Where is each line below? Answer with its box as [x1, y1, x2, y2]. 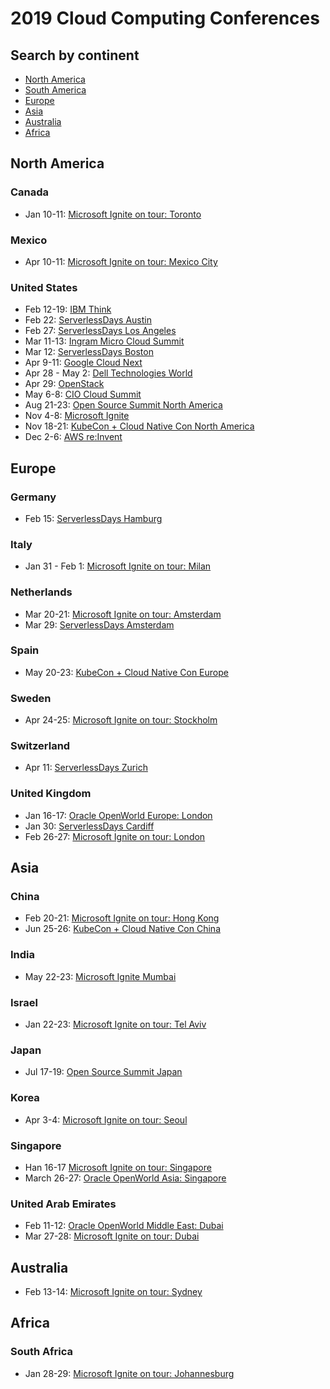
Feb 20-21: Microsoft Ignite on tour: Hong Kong [24, 912, 220, 924]
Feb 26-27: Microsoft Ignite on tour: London [24, 830, 206, 842]
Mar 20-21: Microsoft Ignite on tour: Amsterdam [24, 608, 222, 620]
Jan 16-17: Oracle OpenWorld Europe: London [24, 809, 213, 821]
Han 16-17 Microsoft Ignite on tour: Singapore [24, 1161, 212, 1173]
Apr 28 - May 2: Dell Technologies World [24, 367, 193, 379]
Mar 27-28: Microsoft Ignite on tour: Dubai [24, 1230, 200, 1242]
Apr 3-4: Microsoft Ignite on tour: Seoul [24, 1113, 188, 1126]
